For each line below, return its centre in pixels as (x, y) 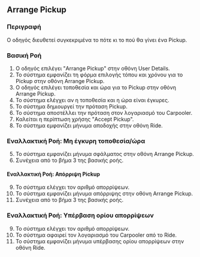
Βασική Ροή (24, 55)
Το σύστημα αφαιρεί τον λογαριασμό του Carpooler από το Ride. (96, 235)
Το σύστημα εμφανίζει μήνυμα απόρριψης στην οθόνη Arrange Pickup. (104, 194)
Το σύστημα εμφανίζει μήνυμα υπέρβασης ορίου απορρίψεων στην (100, 241)
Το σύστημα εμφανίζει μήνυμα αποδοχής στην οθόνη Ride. (89, 126)
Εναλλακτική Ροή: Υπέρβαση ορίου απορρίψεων (81, 216)
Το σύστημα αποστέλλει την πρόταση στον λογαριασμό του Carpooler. (104, 112)
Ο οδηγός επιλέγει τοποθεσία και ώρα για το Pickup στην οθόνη (96, 87)
